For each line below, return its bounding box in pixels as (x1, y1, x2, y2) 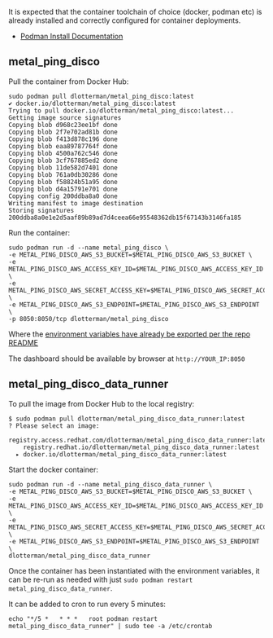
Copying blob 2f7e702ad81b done (8, 128, 118, 136)
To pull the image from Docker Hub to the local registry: (8, 398, 195, 408)
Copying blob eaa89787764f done (8, 142, 118, 150)
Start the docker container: (8, 464, 99, 474)
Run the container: (8, 227, 71, 237)
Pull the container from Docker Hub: (8, 77, 129, 86)
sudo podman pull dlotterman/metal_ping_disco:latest (8, 92, 195, 100)
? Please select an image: (8, 421, 100, 430)
